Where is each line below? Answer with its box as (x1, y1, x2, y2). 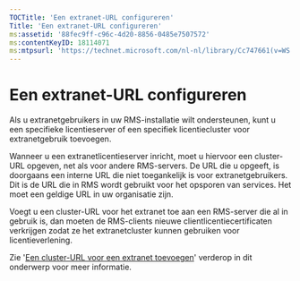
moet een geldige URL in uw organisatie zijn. (9, 189, 174, 200)
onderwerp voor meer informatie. (9, 261, 133, 273)
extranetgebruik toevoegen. (9, 133, 112, 144)
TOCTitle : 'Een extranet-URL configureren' (9, 13, 175, 22)
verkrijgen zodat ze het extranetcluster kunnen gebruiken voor (9, 226, 240, 236)
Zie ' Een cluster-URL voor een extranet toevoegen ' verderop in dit (9, 252, 253, 263)
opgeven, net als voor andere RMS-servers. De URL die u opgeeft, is (26, 160, 280, 171)
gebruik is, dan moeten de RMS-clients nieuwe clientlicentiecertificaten (9, 216, 273, 226)
